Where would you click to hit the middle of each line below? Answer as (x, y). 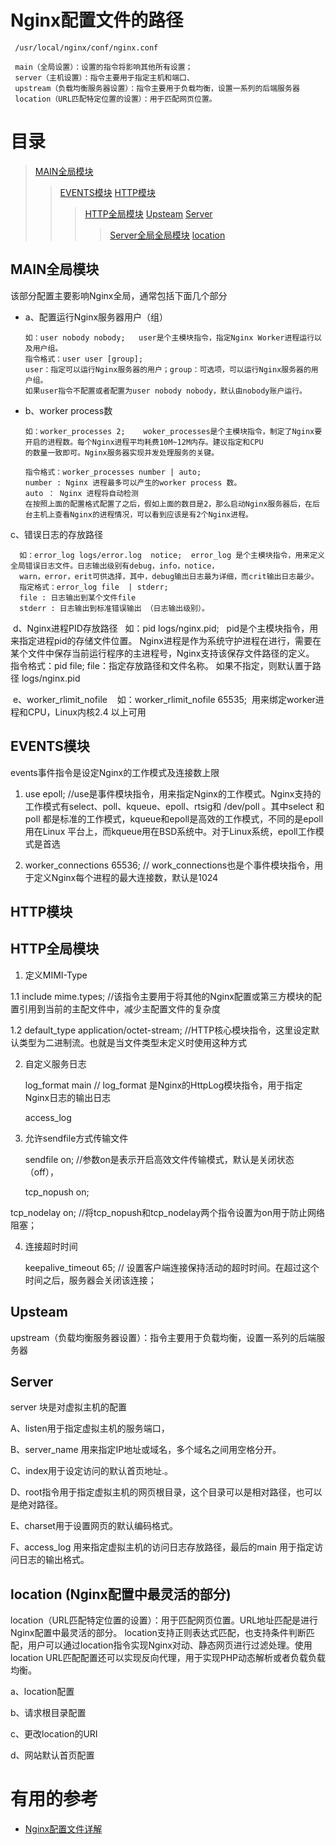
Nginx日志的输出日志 (68, 1097)
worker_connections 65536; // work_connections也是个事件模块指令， (169, 865)
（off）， (42, 1172)
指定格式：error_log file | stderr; (94, 587)
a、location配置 (42, 1692)
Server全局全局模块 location (167, 235)
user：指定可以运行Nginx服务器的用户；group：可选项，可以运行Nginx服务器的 (168, 369)
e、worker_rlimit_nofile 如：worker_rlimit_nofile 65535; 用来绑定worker (164, 699)
